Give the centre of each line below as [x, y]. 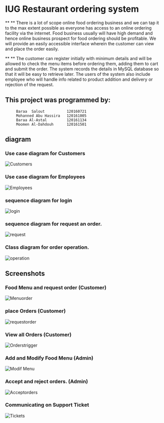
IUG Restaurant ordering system [72, 9]
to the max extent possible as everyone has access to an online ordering [79, 28]
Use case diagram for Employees [45, 177]
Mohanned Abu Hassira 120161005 [51, 116]
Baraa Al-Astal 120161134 [51, 120]
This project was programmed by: [58, 100]
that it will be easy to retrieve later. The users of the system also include [78, 74]
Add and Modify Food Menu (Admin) [49, 358]
